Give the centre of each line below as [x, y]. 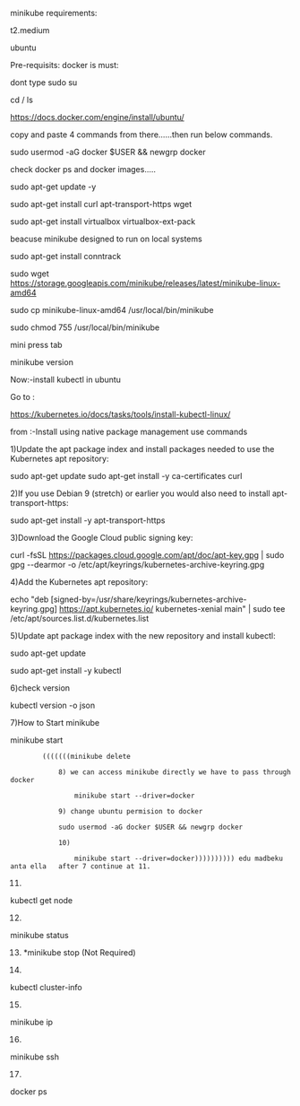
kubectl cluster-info [47, 987]
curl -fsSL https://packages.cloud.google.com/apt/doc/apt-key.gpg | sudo [147, 555]
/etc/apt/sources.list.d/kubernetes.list [80, 618]
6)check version [40, 688]
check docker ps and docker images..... [83, 169]
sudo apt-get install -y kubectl [66, 671]
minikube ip [31, 1022]
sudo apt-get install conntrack [66, 256]
